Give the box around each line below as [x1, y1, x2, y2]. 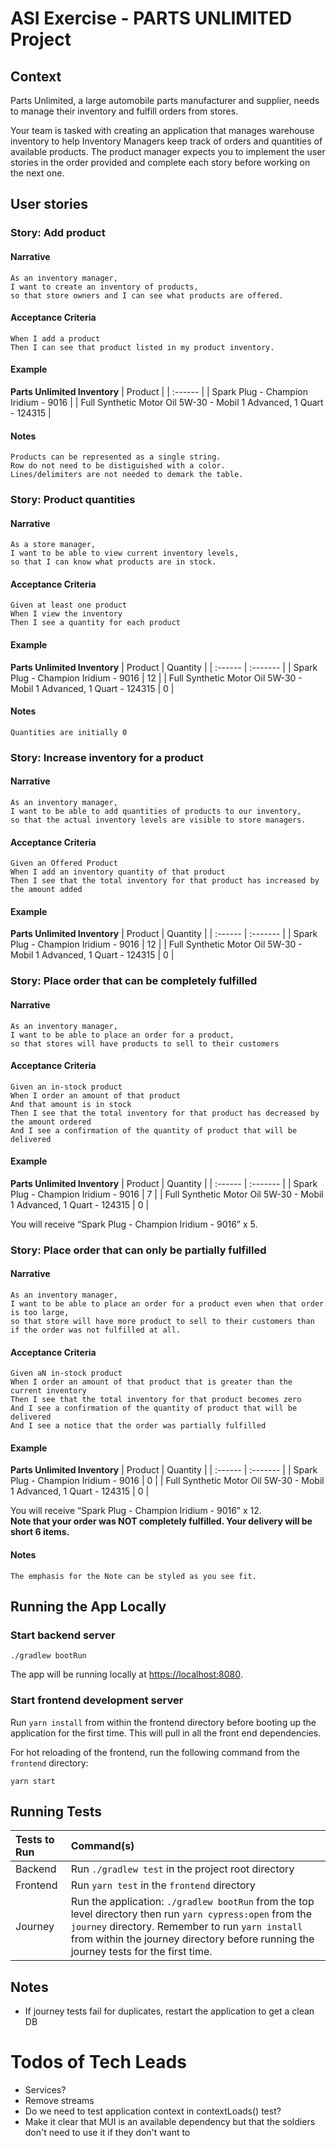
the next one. [10, 167, 65, 179]
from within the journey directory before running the [70, 1932, 315, 1946]
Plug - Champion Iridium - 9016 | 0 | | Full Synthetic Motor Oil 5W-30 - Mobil [10, 1475, 325, 1487]
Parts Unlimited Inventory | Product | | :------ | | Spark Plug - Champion [10, 385, 308, 397]
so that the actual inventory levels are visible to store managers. [10, 815, 307, 825]
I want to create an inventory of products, [10, 282, 199, 292]
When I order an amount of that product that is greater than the [10, 1377, 293, 1387]
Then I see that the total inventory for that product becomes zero [10, 1395, 302, 1405]
